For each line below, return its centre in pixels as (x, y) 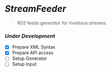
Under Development (30, 36)
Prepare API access (33, 53)
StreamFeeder (35, 9)
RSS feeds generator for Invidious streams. (62, 23)
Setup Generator (29, 58)
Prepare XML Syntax (33, 47)
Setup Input (24, 64)
